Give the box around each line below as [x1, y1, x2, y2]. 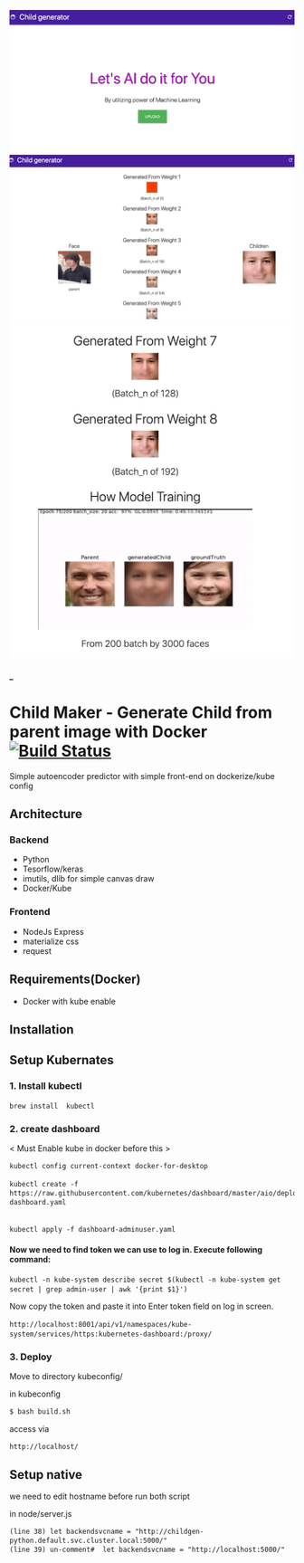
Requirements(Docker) [9, 972, 142, 987]
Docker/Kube [22, 883, 72, 894]
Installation [9, 1022, 74, 1037]
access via [9, 1424, 50, 1434]
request [22, 945, 52, 956]
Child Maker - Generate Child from [9, 702, 273, 722]
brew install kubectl [9, 1101, 95, 1110]
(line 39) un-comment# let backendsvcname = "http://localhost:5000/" [9, 1545, 285, 1555]
